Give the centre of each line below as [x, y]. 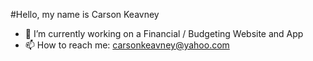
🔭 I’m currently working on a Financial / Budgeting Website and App [164, 33]
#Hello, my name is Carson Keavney [85, 14]
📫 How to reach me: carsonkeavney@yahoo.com [127, 45]
